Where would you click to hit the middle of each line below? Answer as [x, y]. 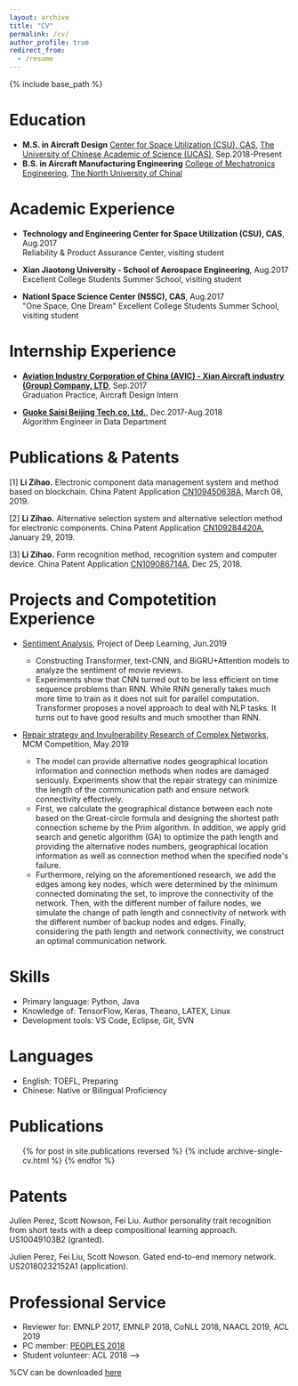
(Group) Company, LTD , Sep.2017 [85, 385]
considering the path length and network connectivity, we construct [160, 931]
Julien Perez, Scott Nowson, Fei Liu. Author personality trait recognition [140, 1221]
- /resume [35, 59]
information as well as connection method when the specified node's [162, 856]
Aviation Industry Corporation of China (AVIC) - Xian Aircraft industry [153, 375]
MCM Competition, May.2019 [75, 744]
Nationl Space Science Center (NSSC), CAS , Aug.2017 [123, 296]
